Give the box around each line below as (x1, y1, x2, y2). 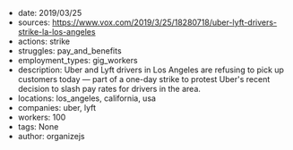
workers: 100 (17, 112, 66, 122)
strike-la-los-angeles (17, 27, 96, 37)
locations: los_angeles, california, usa (17, 93, 157, 104)
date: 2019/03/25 (17, 8, 82, 18)
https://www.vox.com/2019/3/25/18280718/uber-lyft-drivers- (52, 17, 278, 28)
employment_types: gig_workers (17, 55, 138, 65)
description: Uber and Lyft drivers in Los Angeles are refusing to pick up (17, 64, 285, 75)
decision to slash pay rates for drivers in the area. (17, 84, 202, 94)
